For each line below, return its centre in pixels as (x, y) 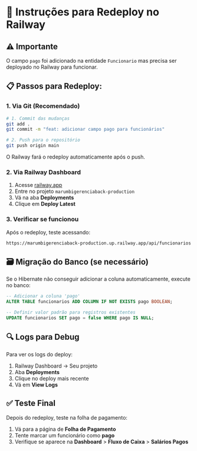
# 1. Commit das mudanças (38, 118)
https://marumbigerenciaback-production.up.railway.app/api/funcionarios (99, 243)
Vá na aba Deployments (44, 198)
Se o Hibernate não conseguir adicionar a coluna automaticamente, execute (98, 279)
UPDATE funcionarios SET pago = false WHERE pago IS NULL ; (80, 318)
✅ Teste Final (31, 403)
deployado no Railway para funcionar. (52, 67)
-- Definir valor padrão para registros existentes (71, 313)
